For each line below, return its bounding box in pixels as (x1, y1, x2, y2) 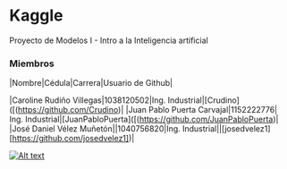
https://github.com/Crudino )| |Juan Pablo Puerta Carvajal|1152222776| (17, 105, 278, 115)
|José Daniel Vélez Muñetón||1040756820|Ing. (9, 123, 181, 134)
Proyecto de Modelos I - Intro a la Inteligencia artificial (9, 35, 208, 46)
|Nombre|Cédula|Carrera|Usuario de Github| (9, 78, 173, 89)
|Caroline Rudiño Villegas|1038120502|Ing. (9, 95, 166, 106)
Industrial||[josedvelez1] (181, 123, 271, 134)
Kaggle (9, 5, 64, 26)
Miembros (9, 57, 55, 70)
